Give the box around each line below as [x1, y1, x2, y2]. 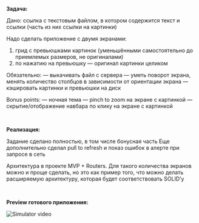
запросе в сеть [6, 151, 46, 158]
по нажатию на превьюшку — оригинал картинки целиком [15, 60, 168, 67]
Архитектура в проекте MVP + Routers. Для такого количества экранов [6, 162, 192, 169]
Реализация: [6, 126, 41, 133]
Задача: [6, 5, 28, 12]
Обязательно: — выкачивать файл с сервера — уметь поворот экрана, [6, 72, 191, 78]
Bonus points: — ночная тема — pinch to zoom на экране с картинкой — [6, 96, 193, 103]
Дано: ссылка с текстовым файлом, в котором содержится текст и [6, 17, 180, 24]
